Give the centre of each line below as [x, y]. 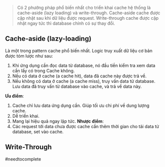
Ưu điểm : [15, 96]
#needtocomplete [23, 159]
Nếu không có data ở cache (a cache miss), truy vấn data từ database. [84, 81]
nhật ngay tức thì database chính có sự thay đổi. [66, 23]
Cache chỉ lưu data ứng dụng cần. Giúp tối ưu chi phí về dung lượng [81, 105]
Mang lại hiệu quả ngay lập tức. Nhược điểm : [58, 121]
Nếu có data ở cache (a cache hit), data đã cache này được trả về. [79, 76]
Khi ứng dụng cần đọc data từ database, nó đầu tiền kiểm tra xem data [84, 65]
